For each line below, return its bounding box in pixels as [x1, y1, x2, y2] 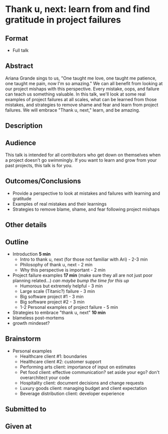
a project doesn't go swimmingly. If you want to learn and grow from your [5, 157, 157, 163]
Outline [5, 238, 29, 246]
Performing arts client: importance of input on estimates [20, 364, 136, 370]
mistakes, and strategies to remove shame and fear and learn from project [5, 102, 158, 108]
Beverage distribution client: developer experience [20, 390, 124, 396]
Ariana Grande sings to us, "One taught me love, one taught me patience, [5, 75, 157, 81]
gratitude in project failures [5, 14, 121, 26]
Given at [5, 422, 32, 430]
